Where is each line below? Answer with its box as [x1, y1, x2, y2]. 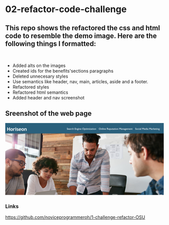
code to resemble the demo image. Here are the [5, 31, 157, 40]
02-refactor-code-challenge [5, 4, 127, 15]
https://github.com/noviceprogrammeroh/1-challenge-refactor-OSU [5, 214, 145, 220]
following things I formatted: [5, 39, 97, 48]
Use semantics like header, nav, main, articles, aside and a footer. [12, 79, 148, 84]
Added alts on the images [12, 63, 66, 69]
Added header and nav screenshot [12, 95, 84, 100]
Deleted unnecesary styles [12, 73, 68, 79]
